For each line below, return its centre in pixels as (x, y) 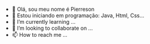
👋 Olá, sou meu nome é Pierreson (53, 9)
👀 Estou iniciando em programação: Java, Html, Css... (78, 15)
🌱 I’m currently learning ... (44, 22)
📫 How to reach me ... (39, 35)
